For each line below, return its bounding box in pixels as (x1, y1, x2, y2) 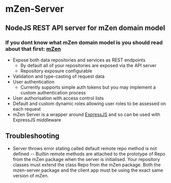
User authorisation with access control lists (12, 95, 104, 101)
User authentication (12, 78, 55, 85)
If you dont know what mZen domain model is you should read (5, 39, 163, 46)
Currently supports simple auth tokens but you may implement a (20, 84, 156, 90)
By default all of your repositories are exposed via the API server (20, 62, 157, 68)
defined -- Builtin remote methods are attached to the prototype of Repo (12, 151, 165, 157)
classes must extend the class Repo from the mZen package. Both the (12, 161, 161, 168)
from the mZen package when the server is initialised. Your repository (12, 156, 160, 162)
